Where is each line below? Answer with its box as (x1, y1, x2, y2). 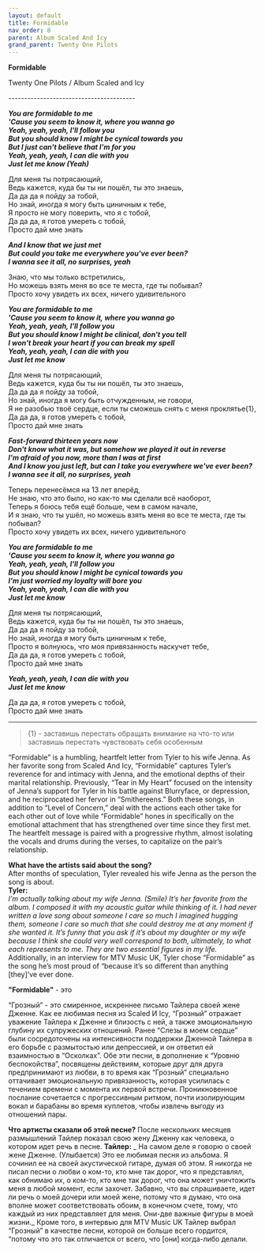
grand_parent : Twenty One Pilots (8, 41, 118, 49)
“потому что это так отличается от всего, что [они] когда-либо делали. (8, 1234, 248, 1244)
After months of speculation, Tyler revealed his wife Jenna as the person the (8, 869, 257, 878)
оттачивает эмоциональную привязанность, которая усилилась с (8, 1076, 230, 1086)
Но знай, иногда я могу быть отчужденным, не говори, (8, 396, 194, 405)
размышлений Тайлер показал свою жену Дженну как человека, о (8, 1133, 235, 1143)
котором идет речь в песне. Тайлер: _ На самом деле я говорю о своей (8, 1142, 252, 1151)
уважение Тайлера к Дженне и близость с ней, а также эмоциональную (8, 1018, 253, 1027)
